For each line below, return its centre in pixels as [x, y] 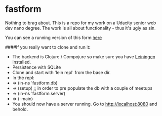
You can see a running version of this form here [54, 38]
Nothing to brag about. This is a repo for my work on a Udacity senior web [81, 23]
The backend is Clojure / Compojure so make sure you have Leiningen [84, 57]
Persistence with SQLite [37, 67]
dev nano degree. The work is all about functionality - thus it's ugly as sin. [81, 28]
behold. [20, 109]
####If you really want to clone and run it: [48, 47]
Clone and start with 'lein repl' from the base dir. [61, 72]
